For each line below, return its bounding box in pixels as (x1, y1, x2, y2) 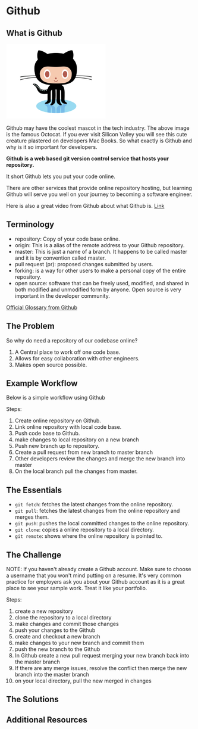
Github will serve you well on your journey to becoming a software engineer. (6, 191, 193, 198)
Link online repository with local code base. (14, 423, 122, 431)
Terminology (6, 219, 55, 230)
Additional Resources (6, 715, 87, 725)
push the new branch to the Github (14, 646, 100, 653)
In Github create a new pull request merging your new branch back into (14, 652, 190, 659)
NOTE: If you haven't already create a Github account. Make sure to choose (6, 566, 191, 573)
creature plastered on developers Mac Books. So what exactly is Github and (6, 137, 192, 144)
